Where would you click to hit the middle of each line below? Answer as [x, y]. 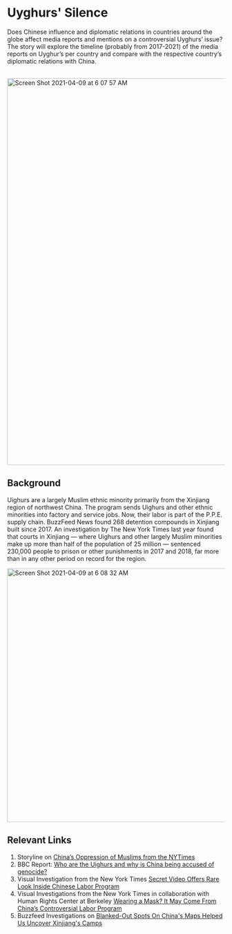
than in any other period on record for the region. [77, 558]
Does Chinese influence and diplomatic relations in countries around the [110, 32]
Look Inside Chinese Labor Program [68, 886]
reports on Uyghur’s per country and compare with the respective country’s [115, 54]
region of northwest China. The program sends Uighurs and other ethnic [110, 507]
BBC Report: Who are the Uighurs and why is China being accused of [116, 864]
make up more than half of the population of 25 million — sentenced [104, 544]
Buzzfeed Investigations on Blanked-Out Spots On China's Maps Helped [120, 915]
